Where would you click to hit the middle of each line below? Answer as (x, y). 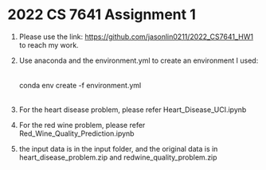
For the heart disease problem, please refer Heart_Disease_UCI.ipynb (133, 110)
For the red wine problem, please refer (82, 126)
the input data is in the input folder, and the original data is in (118, 149)
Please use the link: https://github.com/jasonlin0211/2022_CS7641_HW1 (136, 37)
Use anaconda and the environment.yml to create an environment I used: (139, 60)
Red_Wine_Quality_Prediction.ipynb (76, 133)
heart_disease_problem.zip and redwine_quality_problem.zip (118, 157)
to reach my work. (49, 44)
